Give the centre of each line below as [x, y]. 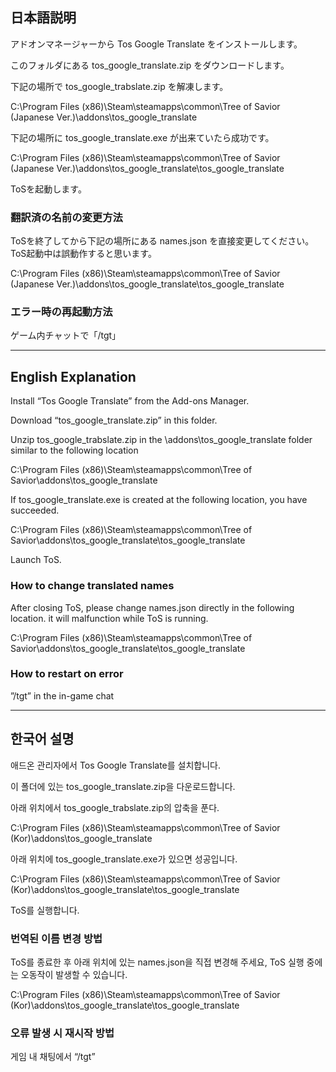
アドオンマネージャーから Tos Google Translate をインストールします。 [156, 44]
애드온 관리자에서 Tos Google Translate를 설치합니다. [116, 765]
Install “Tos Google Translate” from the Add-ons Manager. [130, 401]
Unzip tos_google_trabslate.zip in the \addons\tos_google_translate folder [161, 440]
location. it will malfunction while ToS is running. [109, 618]
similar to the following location [74, 450]
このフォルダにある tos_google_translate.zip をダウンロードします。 [150, 65]
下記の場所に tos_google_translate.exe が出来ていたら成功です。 [142, 137]
